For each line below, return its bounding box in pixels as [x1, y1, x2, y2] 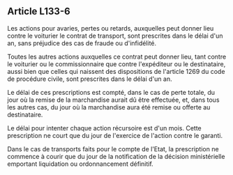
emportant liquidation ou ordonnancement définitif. [7, 160, 153, 168]
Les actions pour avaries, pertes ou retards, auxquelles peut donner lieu [7, 24, 214, 32]
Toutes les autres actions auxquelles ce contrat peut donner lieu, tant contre [7, 52, 227, 61]
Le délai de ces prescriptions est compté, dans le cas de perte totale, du [7, 88, 215, 96]
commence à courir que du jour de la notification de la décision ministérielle [7, 152, 225, 160]
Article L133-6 [7, 6, 71, 17]
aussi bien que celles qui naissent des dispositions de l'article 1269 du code [7, 67, 225, 75]
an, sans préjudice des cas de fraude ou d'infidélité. [7, 38, 157, 47]
